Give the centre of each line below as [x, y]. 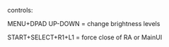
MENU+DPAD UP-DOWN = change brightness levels [84, 23]
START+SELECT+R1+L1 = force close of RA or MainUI [85, 37]
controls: [20, 10]
